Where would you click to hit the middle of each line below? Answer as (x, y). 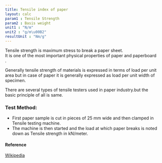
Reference (16, 145)
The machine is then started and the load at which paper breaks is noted (85, 129)
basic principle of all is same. (34, 95)
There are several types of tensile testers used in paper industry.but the (77, 90)
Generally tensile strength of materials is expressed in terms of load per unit (81, 70)
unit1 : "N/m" (19, 28)
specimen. (16, 80)
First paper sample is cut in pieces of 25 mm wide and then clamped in (83, 118)
